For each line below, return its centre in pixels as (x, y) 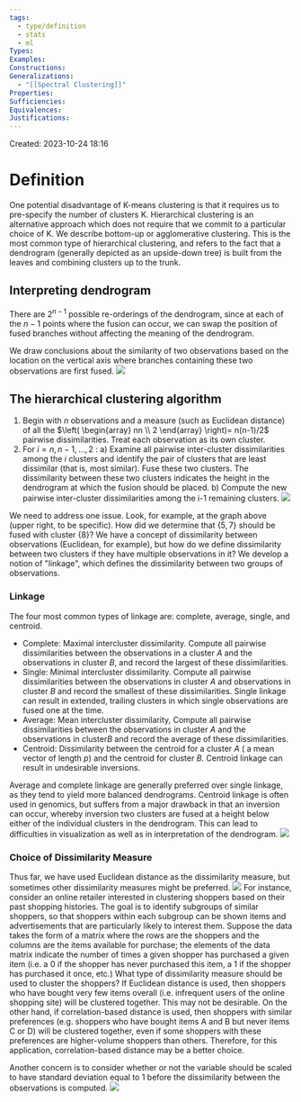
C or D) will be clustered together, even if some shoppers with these (136, 1031)
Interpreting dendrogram (80, 290)
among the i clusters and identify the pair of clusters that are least (144, 459)
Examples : (28, 59)
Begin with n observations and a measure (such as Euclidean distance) (154, 420)
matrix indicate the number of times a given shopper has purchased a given (149, 954)
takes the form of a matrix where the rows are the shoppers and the (135, 935)
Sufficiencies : (38, 101)
